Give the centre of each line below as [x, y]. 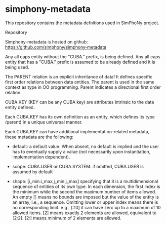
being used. [17, 67]
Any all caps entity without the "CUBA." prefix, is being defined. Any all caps [83, 56]
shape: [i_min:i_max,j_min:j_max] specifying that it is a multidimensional [85, 181]
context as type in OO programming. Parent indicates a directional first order [83, 87]
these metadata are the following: [39, 137]
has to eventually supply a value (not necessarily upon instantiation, [81, 151]
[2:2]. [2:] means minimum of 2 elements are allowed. [67, 218]
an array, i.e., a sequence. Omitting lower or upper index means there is [85, 202]
